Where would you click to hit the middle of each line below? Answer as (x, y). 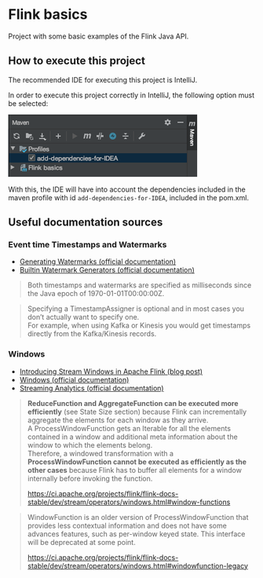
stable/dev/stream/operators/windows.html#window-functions (129, 502)
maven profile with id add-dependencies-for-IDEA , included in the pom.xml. (129, 197)
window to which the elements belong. (90, 444)
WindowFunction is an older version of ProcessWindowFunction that (138, 517)
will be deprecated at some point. (81, 542)
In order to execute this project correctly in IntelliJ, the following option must (131, 95)
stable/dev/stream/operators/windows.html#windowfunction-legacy (138, 565)
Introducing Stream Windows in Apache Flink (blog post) (111, 371)
